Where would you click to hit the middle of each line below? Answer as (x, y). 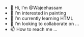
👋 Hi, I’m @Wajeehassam (36, 8)
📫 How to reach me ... (34, 29)
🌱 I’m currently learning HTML (41, 18)
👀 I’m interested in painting (38, 13)
